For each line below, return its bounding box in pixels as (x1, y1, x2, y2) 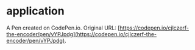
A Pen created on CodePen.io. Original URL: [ (6, 24, 120, 31)
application (6, 4, 65, 18)
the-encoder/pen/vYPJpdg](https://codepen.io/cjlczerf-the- (6, 30, 157, 37)
